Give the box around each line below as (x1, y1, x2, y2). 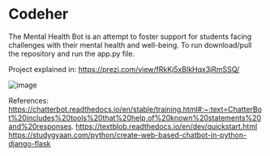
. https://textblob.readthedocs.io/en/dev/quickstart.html (71, 121, 258, 131)
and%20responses (8, 121, 72, 131)
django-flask (8, 138, 51, 148)
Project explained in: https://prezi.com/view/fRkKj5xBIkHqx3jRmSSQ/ (8, 64, 240, 74)
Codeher (8, 5, 69, 23)
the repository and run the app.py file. (8, 48, 135, 58)
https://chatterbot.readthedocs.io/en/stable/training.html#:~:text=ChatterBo (8, 104, 262, 114)
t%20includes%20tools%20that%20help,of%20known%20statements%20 (8, 112, 262, 122)
